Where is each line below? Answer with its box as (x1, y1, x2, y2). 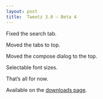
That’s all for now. (6, 75, 48, 82)
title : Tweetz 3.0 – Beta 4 (6, 14, 77, 20)
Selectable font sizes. (6, 63, 58, 70)
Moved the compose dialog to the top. (6, 52, 98, 59)
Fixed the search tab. (6, 30, 57, 37)
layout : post (6, 8, 38, 15)
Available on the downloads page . (6, 86, 87, 93)
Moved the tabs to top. (6, 41, 61, 48)
